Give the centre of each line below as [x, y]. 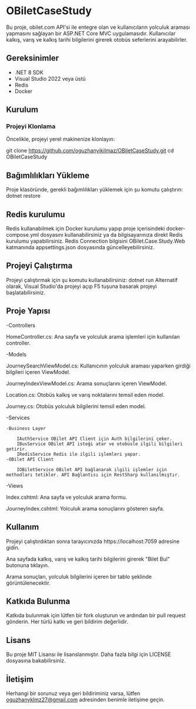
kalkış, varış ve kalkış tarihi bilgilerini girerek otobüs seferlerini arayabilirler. [97, 39]
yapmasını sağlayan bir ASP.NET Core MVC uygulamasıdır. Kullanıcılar [91, 33]
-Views [15, 486]
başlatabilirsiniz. [26, 292]
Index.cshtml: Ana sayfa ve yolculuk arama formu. [67, 497]
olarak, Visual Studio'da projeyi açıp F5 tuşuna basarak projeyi [82, 286]
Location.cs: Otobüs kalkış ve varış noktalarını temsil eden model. [85, 395]
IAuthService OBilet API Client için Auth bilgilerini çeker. [94, 439]
